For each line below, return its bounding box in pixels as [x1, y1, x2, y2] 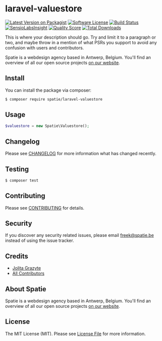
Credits [5, 252, 29, 260]
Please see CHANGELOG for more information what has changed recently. [5, 151, 157, 157]
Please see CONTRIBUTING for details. [5, 205, 85, 211]
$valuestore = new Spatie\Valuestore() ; [5, 123, 90, 129]
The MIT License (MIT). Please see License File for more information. [5, 331, 146, 337]
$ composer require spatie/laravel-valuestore [5, 97, 103, 102]
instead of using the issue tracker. [5, 237, 74, 243]
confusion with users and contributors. [5, 45, 84, 51]
